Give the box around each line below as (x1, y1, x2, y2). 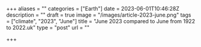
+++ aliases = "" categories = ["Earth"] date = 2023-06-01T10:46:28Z (6, 5, 180, 12)
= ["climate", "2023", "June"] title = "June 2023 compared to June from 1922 (6, 18, 196, 24)
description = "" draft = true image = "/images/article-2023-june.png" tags (6, 11, 191, 18)
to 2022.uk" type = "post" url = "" (6, 24, 90, 31)
